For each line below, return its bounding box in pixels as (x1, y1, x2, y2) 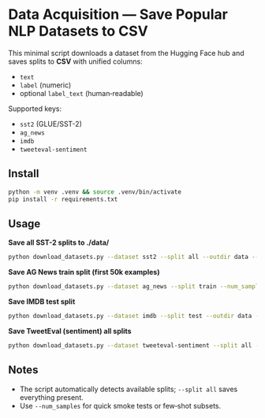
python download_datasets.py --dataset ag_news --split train (8, 283, 217, 290)
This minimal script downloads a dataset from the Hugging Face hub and (8, 48, 244, 57)
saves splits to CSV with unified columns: (8, 57, 144, 66)
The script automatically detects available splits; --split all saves (19, 384, 238, 394)
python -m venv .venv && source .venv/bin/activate (8, 187, 181, 196)
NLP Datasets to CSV (8, 22, 148, 40)
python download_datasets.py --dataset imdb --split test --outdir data (8, 313, 252, 320)
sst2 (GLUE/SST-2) (19, 119, 83, 128)
